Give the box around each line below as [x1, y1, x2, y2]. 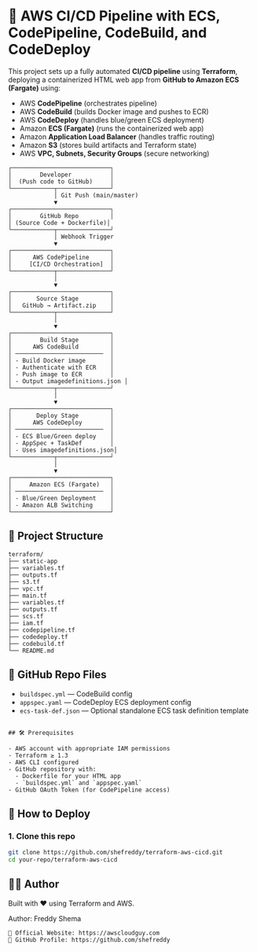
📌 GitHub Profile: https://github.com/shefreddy [8, 935, 171, 943]
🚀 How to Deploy [8, 806, 90, 821]
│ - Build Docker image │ [8, 356, 114, 364]
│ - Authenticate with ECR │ [8, 363, 114, 371]
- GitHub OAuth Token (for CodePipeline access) [8, 786, 171, 794]
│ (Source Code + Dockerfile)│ [8, 219, 111, 227]
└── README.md [8, 647, 55, 655]
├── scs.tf [8, 612, 44, 620]
